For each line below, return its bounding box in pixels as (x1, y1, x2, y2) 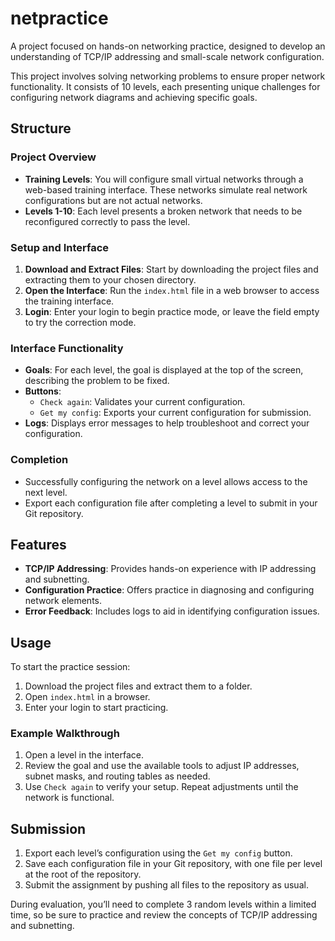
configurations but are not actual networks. (24, 194, 203, 206)
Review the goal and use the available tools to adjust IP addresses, (24, 760, 300, 772)
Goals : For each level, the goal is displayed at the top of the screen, (24, 364, 304, 376)
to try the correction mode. (24, 316, 137, 328)
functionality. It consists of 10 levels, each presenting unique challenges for (10, 80, 321, 92)
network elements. (24, 595, 103, 607)
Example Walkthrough (10, 727, 120, 741)
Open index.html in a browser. (24, 691, 151, 703)
